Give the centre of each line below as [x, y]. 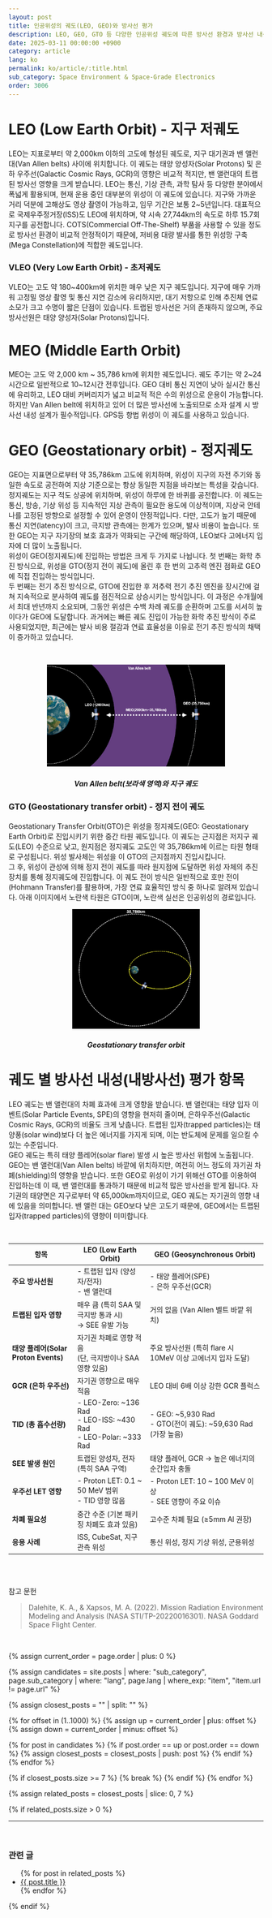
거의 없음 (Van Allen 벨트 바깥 [197, 1309]
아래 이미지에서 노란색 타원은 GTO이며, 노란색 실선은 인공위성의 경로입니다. [138, 897]
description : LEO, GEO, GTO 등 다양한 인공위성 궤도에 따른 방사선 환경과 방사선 [131, 34]
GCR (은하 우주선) [40, 1386]
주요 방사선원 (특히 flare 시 [192, 1347]
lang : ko [23, 60]
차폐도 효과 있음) [112, 1524]
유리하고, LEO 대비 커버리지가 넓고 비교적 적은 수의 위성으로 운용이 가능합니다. [140, 394]
